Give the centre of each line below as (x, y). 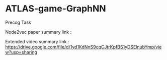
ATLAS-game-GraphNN (56, 9)
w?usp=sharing (21, 52)
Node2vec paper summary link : (38, 32)
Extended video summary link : (37, 41)
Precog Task (18, 22)
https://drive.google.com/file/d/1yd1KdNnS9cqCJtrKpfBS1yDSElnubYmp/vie (83, 47)
